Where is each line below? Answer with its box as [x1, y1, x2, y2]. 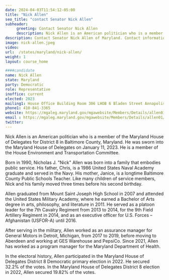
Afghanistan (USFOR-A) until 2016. [5, 217, 77, 223]
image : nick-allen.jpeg [5, 40, 55, 45]
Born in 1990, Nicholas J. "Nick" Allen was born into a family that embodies [5, 159, 161, 165]
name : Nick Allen [5, 73, 42, 78]
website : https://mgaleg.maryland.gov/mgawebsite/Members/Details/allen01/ [5, 110, 167, 116]
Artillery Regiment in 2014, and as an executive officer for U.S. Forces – [5, 212, 152, 218]
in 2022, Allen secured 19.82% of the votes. [5, 269, 96, 275]
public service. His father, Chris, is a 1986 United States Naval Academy [5, 164, 154, 171]
